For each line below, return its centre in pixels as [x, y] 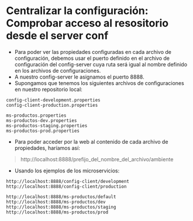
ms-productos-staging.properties [47, 125]
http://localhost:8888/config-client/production [66, 186]
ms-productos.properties [36, 115]
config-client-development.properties [53, 100]
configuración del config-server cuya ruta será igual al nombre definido [101, 64]
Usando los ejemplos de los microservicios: [67, 171]
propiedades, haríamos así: [47, 148]
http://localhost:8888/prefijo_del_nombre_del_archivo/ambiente [97, 159]
